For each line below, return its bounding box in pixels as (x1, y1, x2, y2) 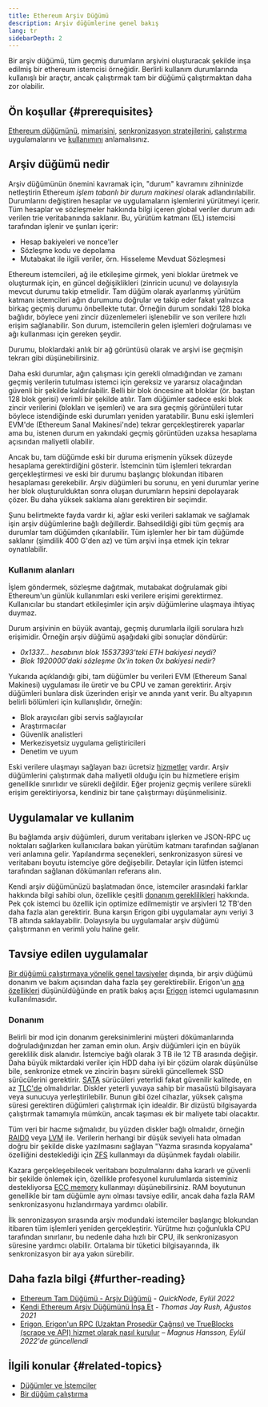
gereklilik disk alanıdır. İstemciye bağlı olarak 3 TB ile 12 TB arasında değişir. (8, 1050, 258, 1059)
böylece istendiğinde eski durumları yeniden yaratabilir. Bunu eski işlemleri (8, 411, 254, 420)
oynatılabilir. (8, 544, 48, 553)
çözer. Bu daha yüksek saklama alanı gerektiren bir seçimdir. (8, 494, 208, 505)
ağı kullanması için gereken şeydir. (8, 329, 122, 339)
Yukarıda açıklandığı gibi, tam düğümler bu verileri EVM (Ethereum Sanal (8, 672, 247, 681)
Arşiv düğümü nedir (8, 158, 110, 171)
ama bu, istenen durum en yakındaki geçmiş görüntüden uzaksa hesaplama (8, 428, 258, 437)
